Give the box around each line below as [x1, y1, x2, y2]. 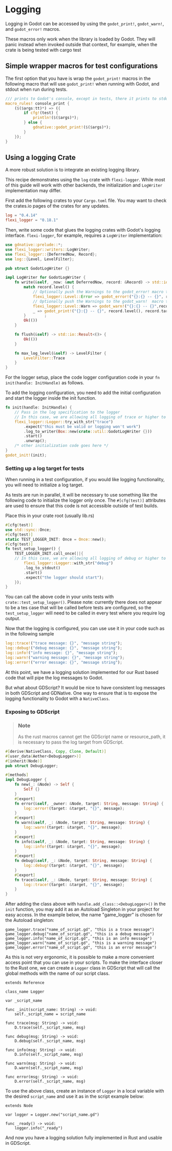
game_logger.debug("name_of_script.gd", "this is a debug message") [5, 932, 155, 937]
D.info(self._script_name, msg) [14, 1052, 83, 1057]
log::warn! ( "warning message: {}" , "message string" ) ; [5, 655, 125, 660]
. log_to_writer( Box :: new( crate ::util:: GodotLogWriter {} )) [24, 429, 153, 434]
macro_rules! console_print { [5, 101, 70, 106]
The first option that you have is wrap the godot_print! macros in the [5, 75, 151, 81]
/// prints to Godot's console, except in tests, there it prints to [5, 96, 157, 101]
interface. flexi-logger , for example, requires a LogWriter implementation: [5, 232, 163, 239]
